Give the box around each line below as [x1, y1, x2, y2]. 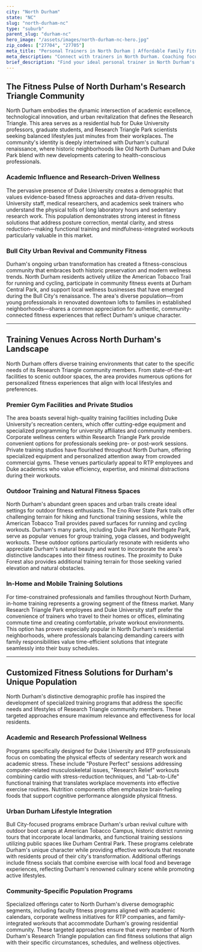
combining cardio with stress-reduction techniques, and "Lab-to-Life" [6, 773, 179, 780]
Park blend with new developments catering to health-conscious [6, 152, 167, 159]
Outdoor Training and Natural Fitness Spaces [6, 487, 141, 495]
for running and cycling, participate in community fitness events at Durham [6, 279, 192, 287]
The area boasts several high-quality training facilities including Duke [6, 414, 178, 422]
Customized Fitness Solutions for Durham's [6, 668, 173, 677]
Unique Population [6, 677, 77, 687]
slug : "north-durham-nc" [6, 20, 69, 26]
